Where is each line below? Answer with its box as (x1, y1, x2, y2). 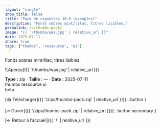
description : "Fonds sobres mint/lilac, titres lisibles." (5, 21, 128, 26)
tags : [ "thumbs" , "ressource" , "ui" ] (5, 44, 82, 49)
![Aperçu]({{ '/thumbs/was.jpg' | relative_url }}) (5, 67, 99, 73)
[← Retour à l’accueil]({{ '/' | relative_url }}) (5, 117, 91, 123)
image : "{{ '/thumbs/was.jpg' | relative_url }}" (5, 30, 109, 35)
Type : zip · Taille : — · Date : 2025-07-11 (5, 76, 88, 82)
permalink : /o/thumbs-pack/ (5, 26, 63, 30)
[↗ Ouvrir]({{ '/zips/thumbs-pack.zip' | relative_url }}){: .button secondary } (5, 107, 157, 113)
